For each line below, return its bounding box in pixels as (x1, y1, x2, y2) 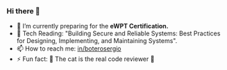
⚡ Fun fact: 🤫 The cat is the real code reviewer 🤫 (16, 55, 155, 63)
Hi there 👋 (6, 6, 41, 16)
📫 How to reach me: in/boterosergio (16, 44, 122, 53)
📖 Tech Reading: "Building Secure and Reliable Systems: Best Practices (16, 29, 221, 37)
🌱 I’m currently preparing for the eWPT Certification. (16, 22, 169, 30)
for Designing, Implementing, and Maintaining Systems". (16, 37, 178, 45)
